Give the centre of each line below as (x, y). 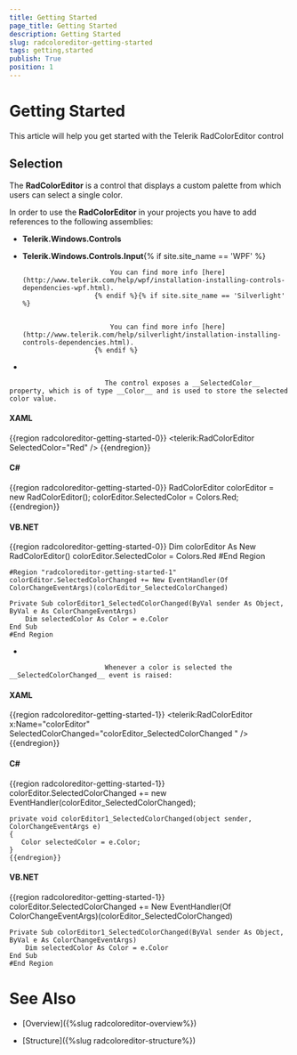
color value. (33, 398)
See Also (43, 999)
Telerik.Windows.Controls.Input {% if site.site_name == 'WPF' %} (144, 256)
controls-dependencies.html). (78, 342)
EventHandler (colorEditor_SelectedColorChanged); (103, 802)
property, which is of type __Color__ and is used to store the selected (149, 391)
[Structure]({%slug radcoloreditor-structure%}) (109, 1040)
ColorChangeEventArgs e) (55, 826)
